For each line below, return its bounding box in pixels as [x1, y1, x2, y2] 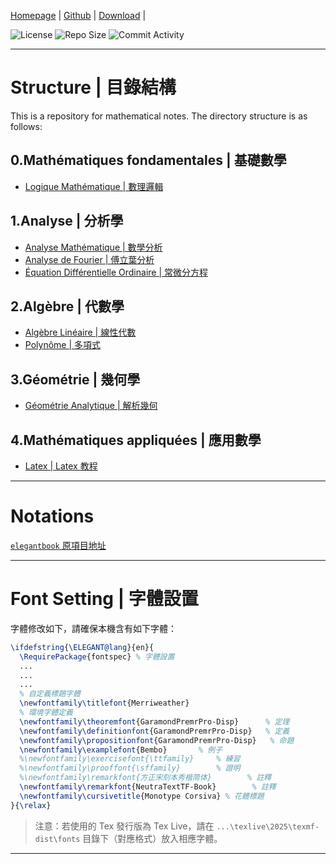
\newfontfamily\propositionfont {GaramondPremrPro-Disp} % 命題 [19, 735, 295, 745]
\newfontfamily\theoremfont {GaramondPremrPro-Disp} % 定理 [19, 716, 290, 727]
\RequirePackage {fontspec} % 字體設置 [19, 651, 175, 662]
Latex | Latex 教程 [24, 460, 98, 472]
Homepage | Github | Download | [10, 10, 147, 21]
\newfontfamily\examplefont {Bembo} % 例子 [19, 745, 223, 755]
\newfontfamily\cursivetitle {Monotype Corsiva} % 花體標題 [19, 791, 265, 801]
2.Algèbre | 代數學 [10, 298, 125, 315]
